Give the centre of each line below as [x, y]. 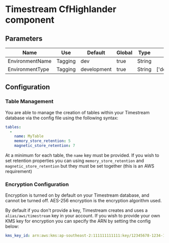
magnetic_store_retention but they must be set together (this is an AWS [80, 166]
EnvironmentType [28, 69]
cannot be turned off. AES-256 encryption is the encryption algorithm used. [83, 201]
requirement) [19, 172]
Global [124, 53]
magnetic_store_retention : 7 [45, 146]
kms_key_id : [18, 236]
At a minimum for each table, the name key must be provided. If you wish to [82, 155]
